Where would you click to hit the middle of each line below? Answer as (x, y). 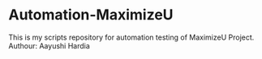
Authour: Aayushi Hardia (49, 45)
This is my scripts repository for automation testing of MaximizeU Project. (131, 37)
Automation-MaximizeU (91, 15)
